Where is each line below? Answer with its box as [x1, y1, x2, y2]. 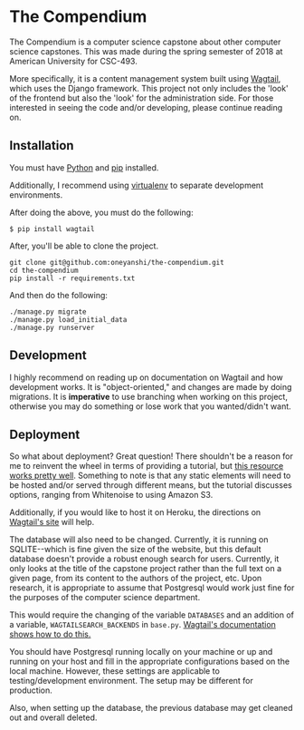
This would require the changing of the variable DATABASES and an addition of [9, 609, 295, 620]
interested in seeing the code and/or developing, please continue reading [9, 102, 283, 112]
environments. [9, 189, 63, 200]
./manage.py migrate [9, 307, 88, 316]
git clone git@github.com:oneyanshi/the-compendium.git [9, 258, 224, 267]
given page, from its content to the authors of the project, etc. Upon [9, 573, 262, 584]
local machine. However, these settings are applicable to [9, 666, 220, 676]
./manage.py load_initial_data [9, 315, 128, 324]
